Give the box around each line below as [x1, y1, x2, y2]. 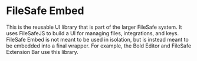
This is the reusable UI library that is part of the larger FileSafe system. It [6, 23, 182, 30]
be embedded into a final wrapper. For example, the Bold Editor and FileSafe [6, 42, 192, 49]
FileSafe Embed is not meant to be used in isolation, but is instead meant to [6, 36, 189, 43]
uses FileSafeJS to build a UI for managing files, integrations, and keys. [6, 29, 179, 36]
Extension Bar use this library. [6, 48, 78, 55]
